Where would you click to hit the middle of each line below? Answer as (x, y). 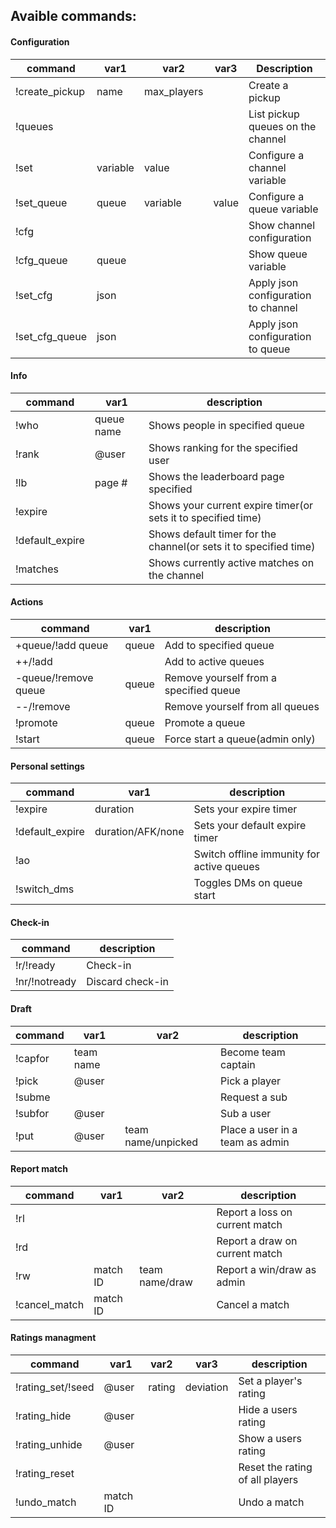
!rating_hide (43, 1416)
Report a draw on (257, 1241)
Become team (253, 1052)
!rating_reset (45, 1474)
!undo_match (46, 1502)
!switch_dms (45, 889)
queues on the (282, 126)
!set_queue (41, 202)
